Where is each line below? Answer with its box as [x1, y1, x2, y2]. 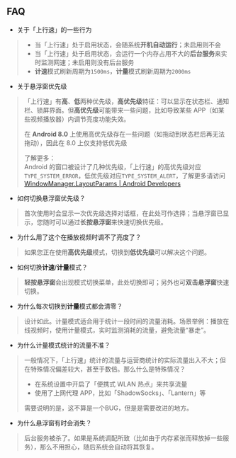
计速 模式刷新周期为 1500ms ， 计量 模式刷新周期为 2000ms [34, 67, 191, 75]
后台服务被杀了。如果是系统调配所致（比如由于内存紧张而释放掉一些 [23, 433, 223, 442]
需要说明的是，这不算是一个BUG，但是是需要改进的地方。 [23, 403, 193, 412]
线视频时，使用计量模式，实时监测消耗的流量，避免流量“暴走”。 [23, 326, 210, 334]
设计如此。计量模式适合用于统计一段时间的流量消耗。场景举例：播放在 [23, 316, 230, 325]
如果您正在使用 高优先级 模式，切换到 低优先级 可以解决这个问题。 [23, 248, 210, 256]
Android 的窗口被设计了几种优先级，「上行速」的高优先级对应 [23, 162, 201, 171]
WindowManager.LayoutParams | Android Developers [23, 179, 181, 188]
